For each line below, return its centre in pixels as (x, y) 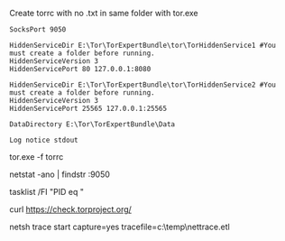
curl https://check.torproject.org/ (71, 209)
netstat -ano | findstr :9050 (60, 174)
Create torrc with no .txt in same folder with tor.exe (104, 13)
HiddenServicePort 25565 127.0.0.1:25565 (88, 108)
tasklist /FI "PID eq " (46, 192)
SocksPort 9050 (38, 30)
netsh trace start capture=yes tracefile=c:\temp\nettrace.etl (120, 227)
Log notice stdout (44, 140)
